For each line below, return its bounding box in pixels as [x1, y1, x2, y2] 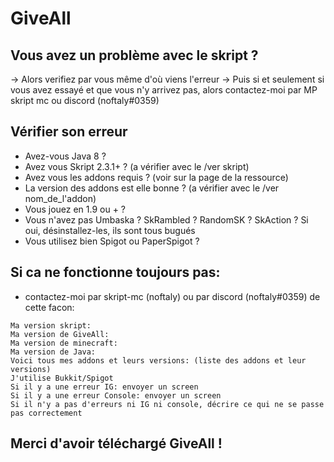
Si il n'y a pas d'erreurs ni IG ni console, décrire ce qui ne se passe [10, 399, 325, 409]
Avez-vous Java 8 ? [24, 150, 107, 162]
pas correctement [10, 408, 83, 418]
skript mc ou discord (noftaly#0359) [10, 95, 160, 106]
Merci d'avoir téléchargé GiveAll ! [10, 435, 223, 452]
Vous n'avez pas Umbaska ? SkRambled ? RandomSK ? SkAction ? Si [24, 213, 309, 226]
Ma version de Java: [10, 347, 97, 357]
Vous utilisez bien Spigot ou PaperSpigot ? [24, 235, 200, 247]
